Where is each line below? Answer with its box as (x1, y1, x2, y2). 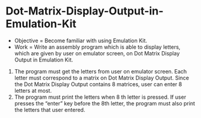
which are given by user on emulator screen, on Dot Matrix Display (14, 49, 180, 57)
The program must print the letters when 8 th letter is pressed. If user (14, 93, 187, 101)
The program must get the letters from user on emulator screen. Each (14, 67, 187, 75)
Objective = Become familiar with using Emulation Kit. (14, 37, 147, 44)
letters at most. (14, 87, 52, 94)
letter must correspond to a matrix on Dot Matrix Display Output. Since (14, 74, 190, 81)
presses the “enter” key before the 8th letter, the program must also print (14, 99, 196, 107)
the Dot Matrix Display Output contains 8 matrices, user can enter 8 (14, 80, 182, 88)
